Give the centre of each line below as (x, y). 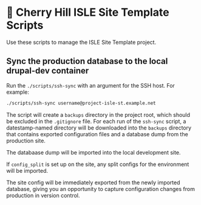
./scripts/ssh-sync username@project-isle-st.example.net (81, 103)
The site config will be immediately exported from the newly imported (93, 182)
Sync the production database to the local (87, 61)
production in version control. (43, 195)
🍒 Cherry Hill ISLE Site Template (88, 12)
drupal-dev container (48, 71)
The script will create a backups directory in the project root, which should (98, 114)
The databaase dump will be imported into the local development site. (94, 152)
